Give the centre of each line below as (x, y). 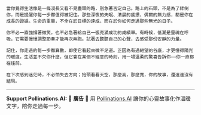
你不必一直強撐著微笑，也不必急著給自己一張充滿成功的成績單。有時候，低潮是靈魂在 (95, 33)
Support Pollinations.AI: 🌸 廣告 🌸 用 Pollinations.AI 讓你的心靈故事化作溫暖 (99, 98)
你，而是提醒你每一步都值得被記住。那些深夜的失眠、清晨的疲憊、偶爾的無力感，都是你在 (100, 15)
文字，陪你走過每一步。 (35, 106)
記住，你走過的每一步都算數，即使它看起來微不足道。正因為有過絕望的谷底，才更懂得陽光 (100, 51)
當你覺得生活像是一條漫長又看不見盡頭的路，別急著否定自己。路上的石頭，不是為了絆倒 (98, 8)
